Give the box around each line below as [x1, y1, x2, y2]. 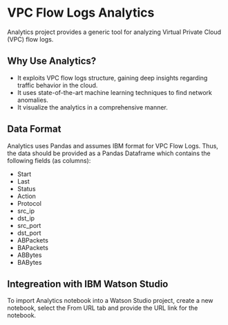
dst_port [17, 229, 41, 237]
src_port [17, 221, 41, 229]
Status [17, 184, 36, 193]
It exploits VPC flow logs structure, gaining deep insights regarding [17, 73, 208, 82]
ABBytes [17, 251, 42, 259]
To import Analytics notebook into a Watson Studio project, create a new [7, 297, 213, 305]
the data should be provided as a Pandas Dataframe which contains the [7, 149, 211, 157]
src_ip [17, 207, 35, 215]
